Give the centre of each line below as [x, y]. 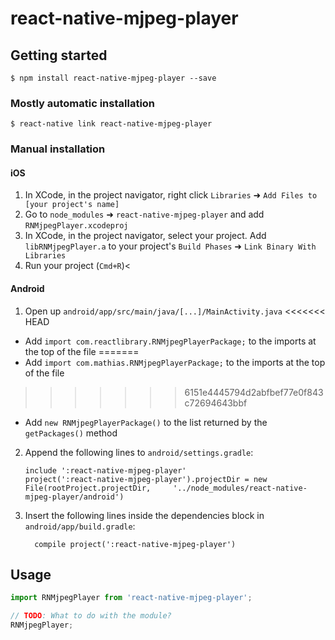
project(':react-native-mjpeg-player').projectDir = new [146, 479]
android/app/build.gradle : [80, 526]
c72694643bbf [216, 403]
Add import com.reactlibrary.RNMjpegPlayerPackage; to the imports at [170, 341]
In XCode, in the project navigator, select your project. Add [145, 236]
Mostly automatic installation [83, 103]
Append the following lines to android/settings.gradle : [139, 452]
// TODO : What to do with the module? [91, 616]
